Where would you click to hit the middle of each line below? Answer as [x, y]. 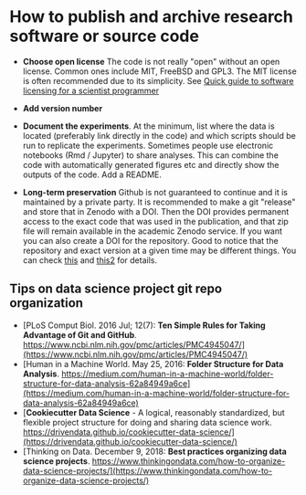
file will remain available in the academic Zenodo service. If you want [153, 231]
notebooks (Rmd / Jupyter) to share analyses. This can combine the [150, 155]
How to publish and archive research [152, 17]
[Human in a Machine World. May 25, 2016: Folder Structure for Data [153, 363]
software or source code [104, 36]
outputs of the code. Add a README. [92, 174]
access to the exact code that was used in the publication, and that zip [156, 221]
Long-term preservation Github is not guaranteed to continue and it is [155, 192]
